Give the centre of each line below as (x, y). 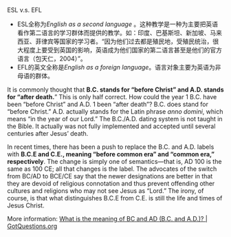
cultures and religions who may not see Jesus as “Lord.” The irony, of (106, 191)
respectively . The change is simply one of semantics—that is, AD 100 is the (114, 162)
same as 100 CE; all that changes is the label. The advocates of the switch (112, 169)
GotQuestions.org (32, 226)
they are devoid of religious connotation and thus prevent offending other (111, 183)
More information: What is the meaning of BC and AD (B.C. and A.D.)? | (108, 219)
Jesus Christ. (26, 205)
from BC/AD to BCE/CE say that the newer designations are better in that (110, 176)
